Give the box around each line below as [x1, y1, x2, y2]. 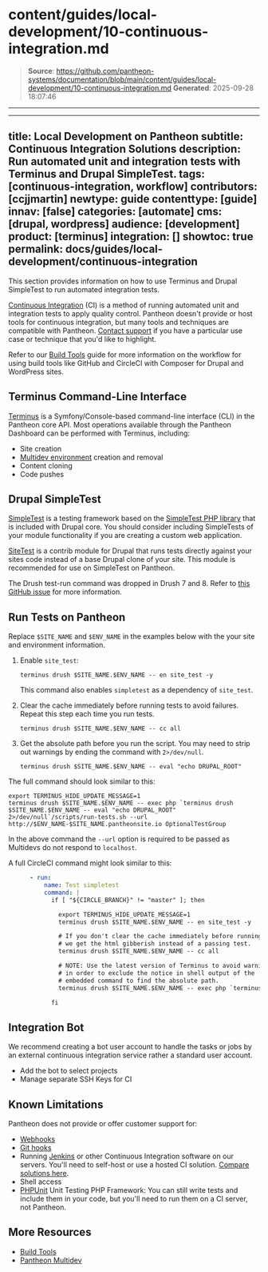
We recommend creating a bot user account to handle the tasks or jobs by [8, 1042, 253, 1052]
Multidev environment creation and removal [19, 452, 164, 462]
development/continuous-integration [8, 255, 198, 269]
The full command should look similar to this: [8, 776, 156, 786]
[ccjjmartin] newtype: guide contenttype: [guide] [8, 192, 258, 206]
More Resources [8, 1226, 92, 1239]
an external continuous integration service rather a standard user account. [8, 1050, 253, 1060]
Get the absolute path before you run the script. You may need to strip [19, 739, 250, 748]
